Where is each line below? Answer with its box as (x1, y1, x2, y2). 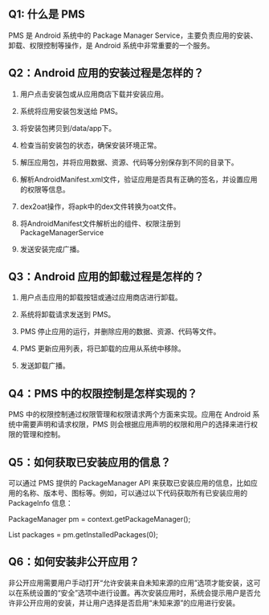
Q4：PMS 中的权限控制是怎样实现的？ (8, 386, 198, 400)
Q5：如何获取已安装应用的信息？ (8, 455, 171, 469)
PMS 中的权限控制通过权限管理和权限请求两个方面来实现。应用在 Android (8, 409, 251, 419)
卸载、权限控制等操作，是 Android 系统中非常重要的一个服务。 (8, 40, 214, 50)
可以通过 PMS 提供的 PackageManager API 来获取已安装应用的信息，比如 (8, 479, 251, 488)
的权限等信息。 (19, 184, 70, 194)
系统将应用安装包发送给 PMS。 (19, 106, 123, 116)
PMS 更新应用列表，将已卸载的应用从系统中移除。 (19, 344, 186, 353)
